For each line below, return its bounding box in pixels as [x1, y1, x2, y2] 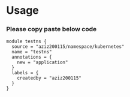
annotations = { [11, 54, 52, 60]
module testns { [6, 38, 47, 45]
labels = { [11, 70, 39, 76]
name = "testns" [11, 49, 52, 55]
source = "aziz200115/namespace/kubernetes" [11, 44, 125, 50]
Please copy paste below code [6, 25, 97, 34]
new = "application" [17, 59, 68, 66]
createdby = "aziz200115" [17, 75, 82, 81]
